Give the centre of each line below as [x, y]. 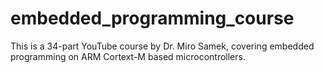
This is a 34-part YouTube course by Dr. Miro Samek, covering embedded [162, 46]
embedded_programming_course [152, 18]
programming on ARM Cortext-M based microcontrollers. [128, 56]
